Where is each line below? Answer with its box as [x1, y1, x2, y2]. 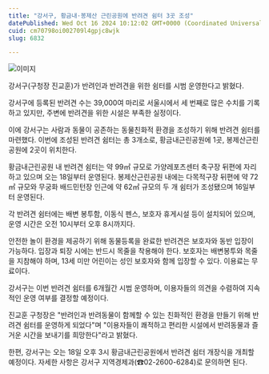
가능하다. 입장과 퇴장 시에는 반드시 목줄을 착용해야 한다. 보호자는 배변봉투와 [8, 246, 243, 256]
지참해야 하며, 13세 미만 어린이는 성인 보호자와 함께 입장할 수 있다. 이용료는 [16, 256, 250, 266]
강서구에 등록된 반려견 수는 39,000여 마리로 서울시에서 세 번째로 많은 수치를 [8, 98, 246, 108]
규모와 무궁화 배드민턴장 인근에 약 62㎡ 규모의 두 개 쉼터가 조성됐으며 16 [17, 182, 243, 192]
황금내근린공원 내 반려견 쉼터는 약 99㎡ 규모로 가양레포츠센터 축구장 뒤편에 [8, 162, 243, 172]
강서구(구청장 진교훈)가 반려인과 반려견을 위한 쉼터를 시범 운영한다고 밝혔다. [8, 81, 244, 90]
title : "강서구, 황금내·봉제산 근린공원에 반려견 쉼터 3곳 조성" [8, 11, 194, 20]
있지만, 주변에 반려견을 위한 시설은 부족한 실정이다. [22, 108, 182, 118]
